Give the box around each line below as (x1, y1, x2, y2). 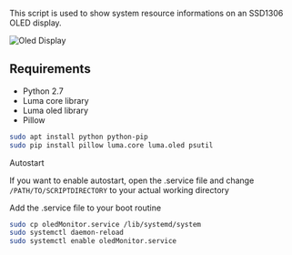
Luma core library (22, 95, 89, 106)
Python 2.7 (22, 86, 64, 97)
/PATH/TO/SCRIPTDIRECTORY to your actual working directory (9, 184, 230, 195)
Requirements (9, 61, 91, 76)
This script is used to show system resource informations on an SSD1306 (9, 8, 284, 18)
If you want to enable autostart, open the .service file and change (9, 175, 255, 186)
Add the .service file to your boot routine (9, 202, 162, 213)
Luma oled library (22, 105, 89, 116)
